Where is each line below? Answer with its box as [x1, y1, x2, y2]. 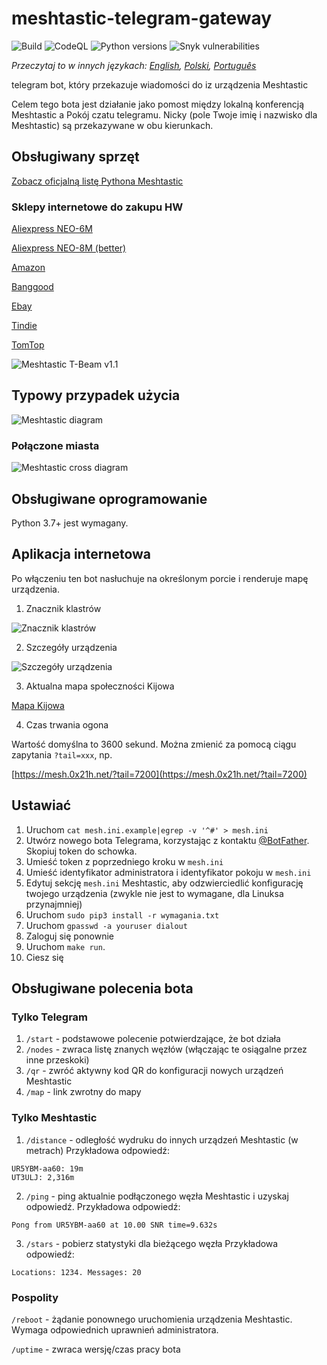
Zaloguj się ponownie [25, 930, 114, 942]
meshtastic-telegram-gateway [11, 7, 273, 30]
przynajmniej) [25, 898, 83, 910]
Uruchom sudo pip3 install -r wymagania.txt [25, 908, 220, 921]
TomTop [11, 339, 45, 351]
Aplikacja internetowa [11, 546, 152, 563]
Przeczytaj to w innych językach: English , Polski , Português [11, 59, 257, 71]
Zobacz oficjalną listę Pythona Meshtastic [11, 175, 184, 187]
